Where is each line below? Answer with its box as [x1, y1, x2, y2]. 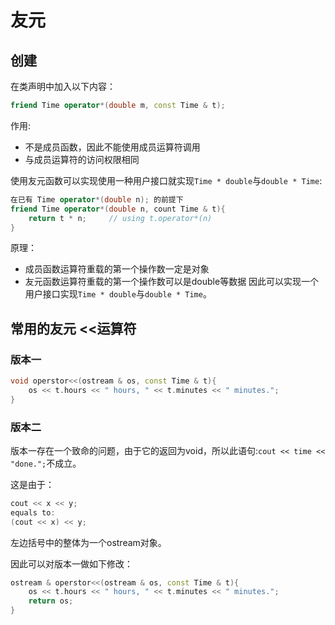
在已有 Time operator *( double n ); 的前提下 [10, 194, 184, 205]
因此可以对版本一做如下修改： [10, 557, 133, 570]
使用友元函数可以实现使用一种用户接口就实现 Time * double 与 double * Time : [10, 174, 323, 186]
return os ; [28, 596, 74, 606]
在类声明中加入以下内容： [10, 81, 116, 92]
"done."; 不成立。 [10, 457, 82, 469]
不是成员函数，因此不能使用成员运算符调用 [24, 141, 201, 153]
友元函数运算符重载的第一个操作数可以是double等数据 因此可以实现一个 [24, 276, 320, 288]
